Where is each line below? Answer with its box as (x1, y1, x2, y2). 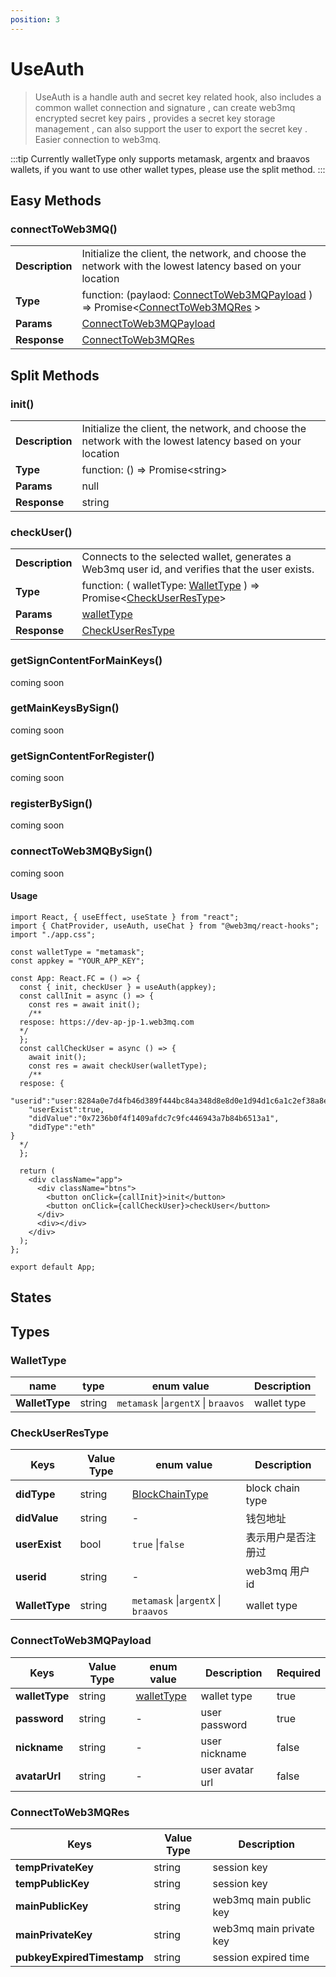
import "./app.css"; (10, 929, 97, 940)
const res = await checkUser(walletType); (28, 1061, 208, 1071)
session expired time (212, 1950, 310, 1964)
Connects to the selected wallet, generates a (81, 550, 292, 564)
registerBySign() (10, 797, 93, 811)
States (10, 1289, 52, 1306)
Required (276, 1666, 321, 1680)
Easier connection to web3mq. (34, 133, 162, 145)
